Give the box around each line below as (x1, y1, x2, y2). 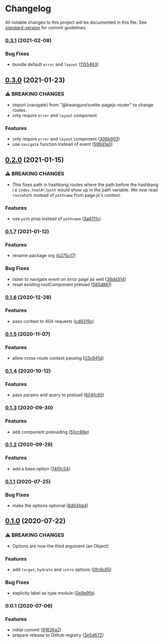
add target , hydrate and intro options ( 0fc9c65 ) (12, 566, 112, 572)
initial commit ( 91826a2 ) (12, 627, 62, 633)
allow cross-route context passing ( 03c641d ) (12, 355, 104, 361)
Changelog (5, 3, 51, 14)
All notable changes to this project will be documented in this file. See (5, 19, 147, 25)
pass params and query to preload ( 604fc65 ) (12, 392, 105, 398)
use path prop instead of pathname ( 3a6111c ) (12, 216, 101, 222)
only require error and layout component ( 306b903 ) (12, 136, 120, 142)
